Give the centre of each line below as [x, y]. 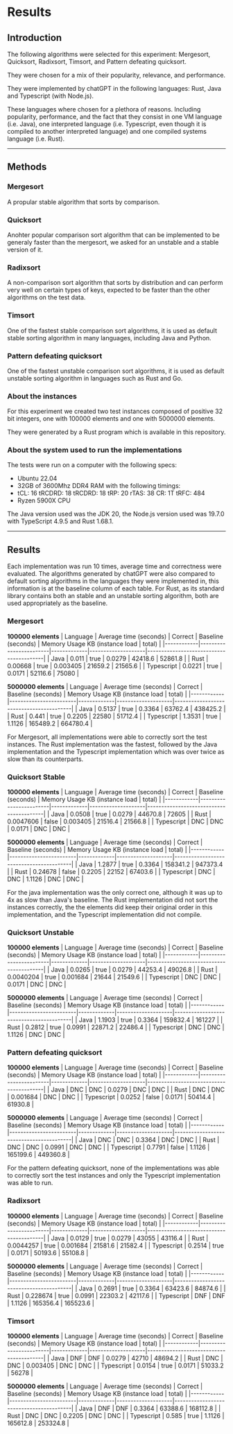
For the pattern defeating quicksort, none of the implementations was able [113, 1168]
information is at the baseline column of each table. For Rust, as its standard [116, 588]
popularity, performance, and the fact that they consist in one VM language [115, 116]
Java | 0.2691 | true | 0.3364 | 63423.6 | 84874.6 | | [152, 1288]
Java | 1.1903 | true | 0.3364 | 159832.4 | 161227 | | [151, 1020]
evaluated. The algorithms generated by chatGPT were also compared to [111, 574]
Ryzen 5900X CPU [44, 500]
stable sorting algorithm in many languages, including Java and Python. [109, 338]
